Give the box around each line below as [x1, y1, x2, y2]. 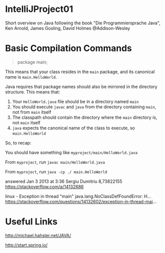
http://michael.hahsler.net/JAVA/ [5, 232, 71, 238]
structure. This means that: [5, 88, 60, 95]
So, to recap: [5, 140, 31, 146]
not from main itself [12, 109, 52, 115]
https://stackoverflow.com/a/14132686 [5, 183, 84, 189]
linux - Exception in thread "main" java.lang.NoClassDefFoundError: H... [5, 193, 152, 199]
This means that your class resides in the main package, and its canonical [5, 69, 155, 75]
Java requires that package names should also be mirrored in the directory [5, 84, 158, 89]
